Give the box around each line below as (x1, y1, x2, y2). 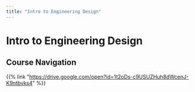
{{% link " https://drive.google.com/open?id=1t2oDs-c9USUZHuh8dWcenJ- (6, 73, 189, 80)
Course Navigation (6, 57, 77, 68)
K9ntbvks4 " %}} (6, 79, 46, 86)
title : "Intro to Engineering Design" (6, 8, 101, 15)
